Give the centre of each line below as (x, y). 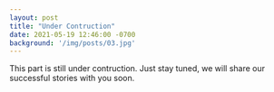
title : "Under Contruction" (63, 26)
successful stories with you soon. (72, 78)
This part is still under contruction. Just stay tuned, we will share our (137, 69)
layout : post (34, 18)
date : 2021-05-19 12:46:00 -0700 (73, 34)
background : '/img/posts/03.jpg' (73, 43)
